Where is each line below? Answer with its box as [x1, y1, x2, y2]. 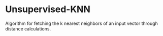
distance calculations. [5, 25, 51, 31]
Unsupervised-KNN [5, 4, 90, 15]
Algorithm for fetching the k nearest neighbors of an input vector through [5, 20, 158, 26]
